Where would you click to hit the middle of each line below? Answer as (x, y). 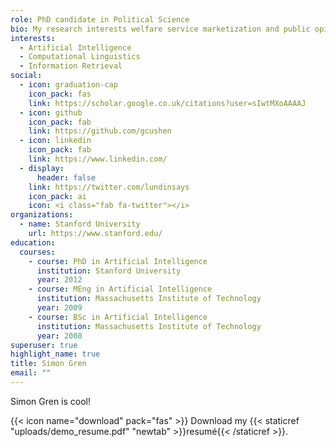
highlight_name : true (55, 354)
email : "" (31, 373)
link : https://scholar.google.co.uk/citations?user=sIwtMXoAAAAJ (167, 103)
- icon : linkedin (55, 141)
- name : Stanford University (80, 224)
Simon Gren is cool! (51, 401)
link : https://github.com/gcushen (100, 131)
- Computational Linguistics (80, 57)
